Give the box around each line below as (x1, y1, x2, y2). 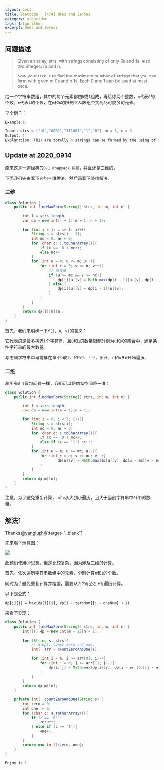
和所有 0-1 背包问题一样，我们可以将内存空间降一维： (5, 380, 110, 386)
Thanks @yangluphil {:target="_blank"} (5, 530, 83, 536)
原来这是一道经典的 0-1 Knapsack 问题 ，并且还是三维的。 (5, 165, 118, 171)
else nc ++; (40, 250, 62, 255)
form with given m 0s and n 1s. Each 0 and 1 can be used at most (17, 78, 148, 84)
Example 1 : (5, 120, 27, 125)
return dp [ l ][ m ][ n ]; (22, 309, 64, 314)
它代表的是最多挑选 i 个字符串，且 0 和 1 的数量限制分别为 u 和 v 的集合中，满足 (5, 338, 153, 344)
